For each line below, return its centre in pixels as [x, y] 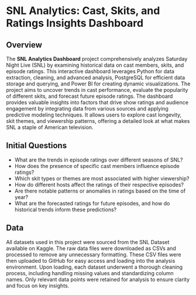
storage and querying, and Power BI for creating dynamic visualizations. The [98, 84]
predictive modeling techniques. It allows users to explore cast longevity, [94, 115]
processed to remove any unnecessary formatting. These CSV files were [94, 254]
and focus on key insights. [38, 286]
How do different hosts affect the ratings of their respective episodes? [99, 184]
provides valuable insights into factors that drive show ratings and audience [97, 102]
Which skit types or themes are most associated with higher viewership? [102, 178]
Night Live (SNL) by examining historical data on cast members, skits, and [95, 65]
